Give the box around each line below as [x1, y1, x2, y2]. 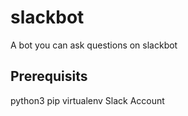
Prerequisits [10, 68, 88, 85]
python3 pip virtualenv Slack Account [10, 94, 165, 106]
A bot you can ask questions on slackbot [10, 39, 178, 51]
